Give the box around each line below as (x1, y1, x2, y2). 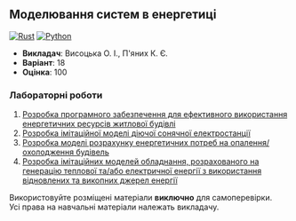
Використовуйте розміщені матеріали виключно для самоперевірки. (9, 193, 273, 203)
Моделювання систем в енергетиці (9, 7, 217, 22)
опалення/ (230, 138, 270, 148)
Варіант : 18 (21, 57, 66, 67)
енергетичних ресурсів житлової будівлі (21, 119, 176, 130)
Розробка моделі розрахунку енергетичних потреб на (21, 138, 229, 148)
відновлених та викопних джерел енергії (21, 175, 178, 185)
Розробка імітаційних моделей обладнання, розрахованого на (21, 156, 260, 167)
